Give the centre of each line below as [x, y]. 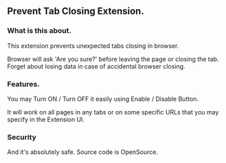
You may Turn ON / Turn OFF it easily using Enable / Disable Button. [103, 99]
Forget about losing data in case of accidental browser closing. [96, 66]
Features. [23, 84]
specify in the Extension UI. [46, 119]
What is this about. [39, 31]
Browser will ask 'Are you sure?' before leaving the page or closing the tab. [113, 59]
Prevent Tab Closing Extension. [76, 11]
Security [22, 137]
